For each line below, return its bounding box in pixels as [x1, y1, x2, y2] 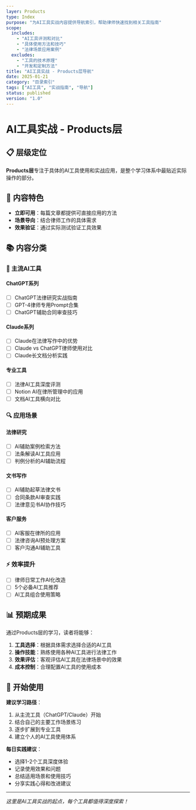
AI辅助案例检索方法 [14, 443, 61, 450]
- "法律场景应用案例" [16, 47, 62, 53]
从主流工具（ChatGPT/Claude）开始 [14, 711, 101, 718]
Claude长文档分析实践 [14, 352, 68, 359]
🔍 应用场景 [6, 411, 38, 419]
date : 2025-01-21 [6, 74, 48, 80]
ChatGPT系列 [6, 280, 39, 287]
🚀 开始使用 [6, 682, 44, 692]
